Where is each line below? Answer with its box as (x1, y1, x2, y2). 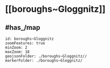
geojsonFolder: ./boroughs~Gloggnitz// (5, 54, 87, 59)
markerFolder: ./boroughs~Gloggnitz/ (5, 58, 83, 63)
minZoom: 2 (5, 45, 28, 50)
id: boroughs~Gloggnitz (5, 36, 54, 41)
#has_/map (5, 23, 40, 32)
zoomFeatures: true (5, 41, 45, 46)
